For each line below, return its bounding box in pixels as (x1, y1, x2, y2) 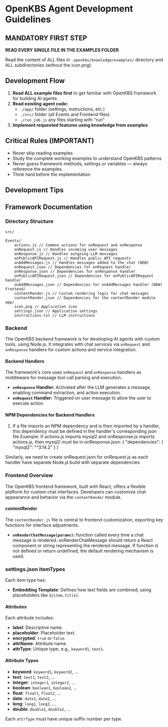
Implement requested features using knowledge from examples (12, 122, 148, 128)
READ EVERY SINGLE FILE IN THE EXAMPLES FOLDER (5, 47, 119, 53)
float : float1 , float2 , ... (12, 690, 61, 696)
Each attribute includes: (5, 615, 54, 621)
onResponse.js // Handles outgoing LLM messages (14, 251, 118, 256)
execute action (12, 400, 44, 406)
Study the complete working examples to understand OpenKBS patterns (12, 155, 162, 161)
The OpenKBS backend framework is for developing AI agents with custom (5, 336, 160, 342)
